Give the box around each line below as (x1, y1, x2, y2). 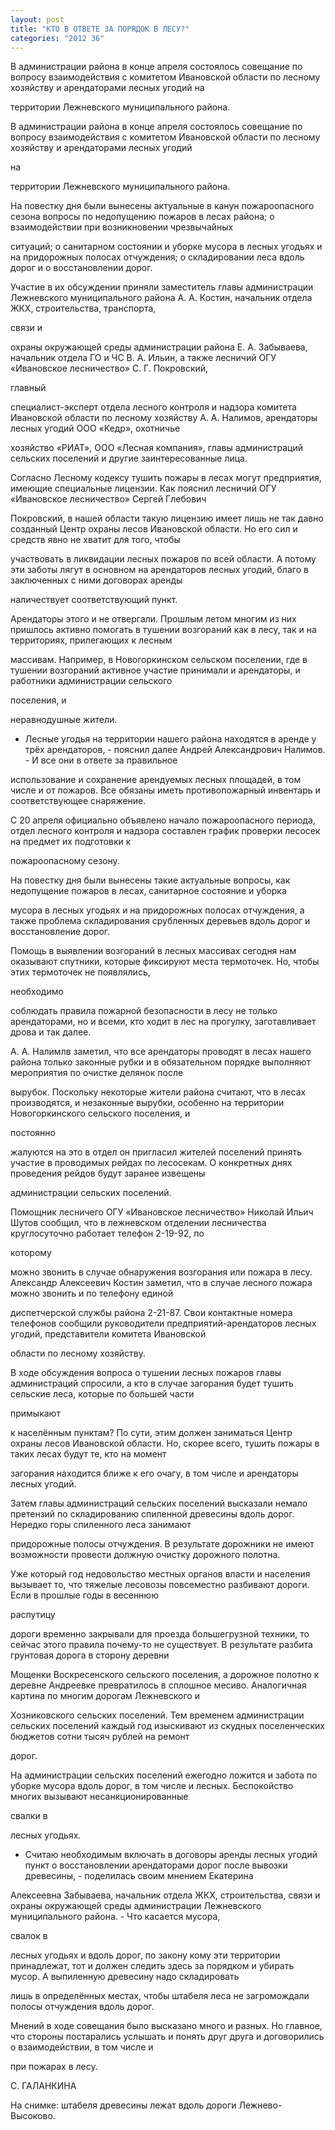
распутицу (10, 1609, 56, 1621)
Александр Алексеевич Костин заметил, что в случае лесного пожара (10, 1277, 313, 1289)
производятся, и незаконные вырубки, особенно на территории (10, 1097, 285, 1109)
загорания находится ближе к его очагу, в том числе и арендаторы (10, 1467, 299, 1480)
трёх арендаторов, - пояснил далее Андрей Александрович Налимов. (24, 744, 326, 756)
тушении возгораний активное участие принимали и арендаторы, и (10, 664, 301, 676)
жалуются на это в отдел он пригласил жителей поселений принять (10, 1146, 303, 1158)
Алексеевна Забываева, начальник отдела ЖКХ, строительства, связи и (10, 1889, 321, 1901)
